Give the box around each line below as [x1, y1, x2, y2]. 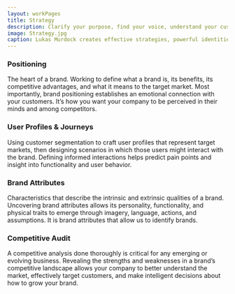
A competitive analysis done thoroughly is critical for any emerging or [7, 249, 208, 258]
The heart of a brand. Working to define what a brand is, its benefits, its [7, 75, 213, 84]
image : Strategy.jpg [7, 29, 68, 37]
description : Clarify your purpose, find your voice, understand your [7, 23, 218, 30]
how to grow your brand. [7, 279, 78, 287]
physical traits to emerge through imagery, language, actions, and [7, 209, 197, 217]
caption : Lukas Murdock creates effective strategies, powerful [7, 36, 199, 43]
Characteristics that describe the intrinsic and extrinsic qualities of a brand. [7, 193, 225, 203]
